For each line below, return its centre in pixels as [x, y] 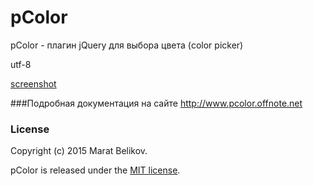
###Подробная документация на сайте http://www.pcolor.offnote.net [156, 103]
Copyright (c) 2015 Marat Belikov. [79, 151]
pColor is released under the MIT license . [95, 170]
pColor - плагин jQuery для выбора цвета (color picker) [127, 45]
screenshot [33, 83]
